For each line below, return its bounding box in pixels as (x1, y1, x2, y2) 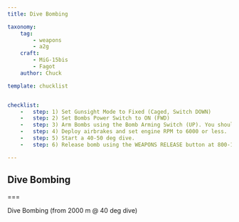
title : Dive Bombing (7, 10, 69, 18)
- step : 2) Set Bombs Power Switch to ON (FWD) (20, 115, 171, 122)
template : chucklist (7, 83, 69, 90)
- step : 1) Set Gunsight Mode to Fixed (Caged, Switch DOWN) (20, 108, 212, 115)
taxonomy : (7, 23, 37, 31)
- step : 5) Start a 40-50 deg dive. (20, 134, 135, 142)
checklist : (7, 101, 40, 109)
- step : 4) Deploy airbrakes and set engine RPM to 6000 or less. (20, 128, 228, 135)
